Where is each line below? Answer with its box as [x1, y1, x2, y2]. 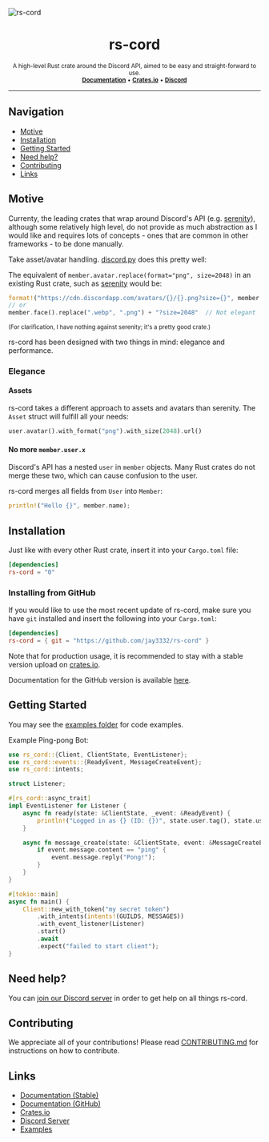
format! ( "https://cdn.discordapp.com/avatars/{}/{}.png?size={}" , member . [8, 294, 263, 302]
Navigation [8, 105, 64, 119]
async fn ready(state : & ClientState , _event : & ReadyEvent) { [22, 809, 231, 817]
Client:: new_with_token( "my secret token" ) [22, 905, 171, 913]
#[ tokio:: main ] [8, 890, 59, 898]
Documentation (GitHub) [19, 1099, 102, 1108]
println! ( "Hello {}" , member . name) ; [8, 502, 130, 510]
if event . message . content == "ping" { [37, 846, 167, 854]
